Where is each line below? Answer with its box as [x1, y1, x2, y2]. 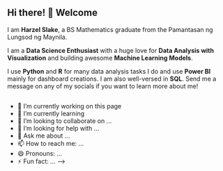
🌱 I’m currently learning [17, 109, 85, 118]
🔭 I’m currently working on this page [17, 102, 122, 111]
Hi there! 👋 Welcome [7, 7, 98, 19]
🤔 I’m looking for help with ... [17, 124, 100, 133]
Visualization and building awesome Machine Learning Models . [7, 54, 193, 62]
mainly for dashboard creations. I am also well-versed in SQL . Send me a [7, 74, 217, 83]
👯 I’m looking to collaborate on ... [17, 117, 112, 125]
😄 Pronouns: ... [17, 149, 63, 158]
